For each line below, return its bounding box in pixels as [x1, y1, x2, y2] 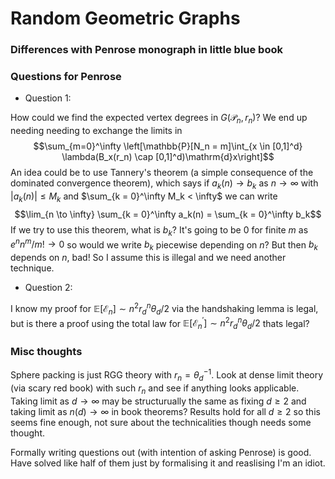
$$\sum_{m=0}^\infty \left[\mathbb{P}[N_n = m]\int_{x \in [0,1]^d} [33, 140, 303, 152]
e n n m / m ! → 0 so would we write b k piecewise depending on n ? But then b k [10, 237, 318, 253]
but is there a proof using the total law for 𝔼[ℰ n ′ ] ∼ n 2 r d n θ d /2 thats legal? [10, 315, 310, 331]
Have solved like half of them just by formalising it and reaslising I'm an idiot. [10, 457, 326, 469]
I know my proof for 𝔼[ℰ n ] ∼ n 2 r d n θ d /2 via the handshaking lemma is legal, [10, 301, 319, 317]
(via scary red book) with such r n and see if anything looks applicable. [10, 382, 300, 396]
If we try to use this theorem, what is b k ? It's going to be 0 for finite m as [10, 223, 309, 238]
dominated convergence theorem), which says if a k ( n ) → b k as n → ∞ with [10, 177, 319, 191]
